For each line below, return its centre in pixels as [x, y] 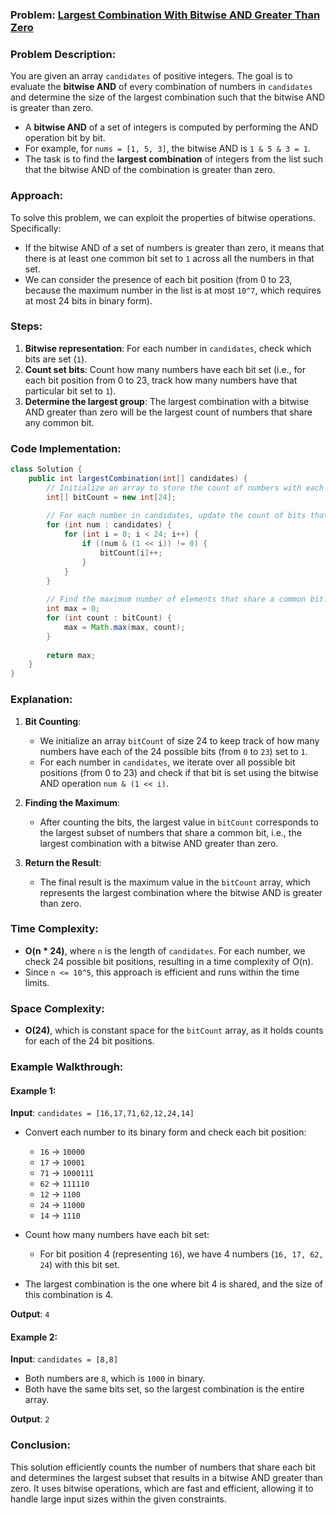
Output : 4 [30, 1314]
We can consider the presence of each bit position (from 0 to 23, [158, 279]
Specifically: [36, 228]
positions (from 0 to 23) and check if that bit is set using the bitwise [179, 772]
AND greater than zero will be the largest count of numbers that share [168, 412]
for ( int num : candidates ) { [109, 525]
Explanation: [41, 700]
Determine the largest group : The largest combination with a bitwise [167, 401]
